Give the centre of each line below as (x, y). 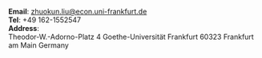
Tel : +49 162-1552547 (45, 20)
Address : (24, 28)
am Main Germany (39, 45)
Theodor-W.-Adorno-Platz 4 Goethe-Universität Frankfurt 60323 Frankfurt (131, 37)
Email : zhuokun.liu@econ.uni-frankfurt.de (78, 12)
